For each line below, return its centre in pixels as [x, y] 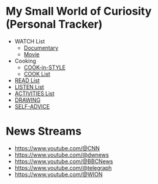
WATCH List [30, 41]
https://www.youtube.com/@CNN [57, 148]
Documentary [41, 48]
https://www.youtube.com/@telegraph [63, 167]
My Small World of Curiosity [79, 11]
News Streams [44, 132]
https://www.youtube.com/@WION [58, 174]
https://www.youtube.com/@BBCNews [64, 161]
